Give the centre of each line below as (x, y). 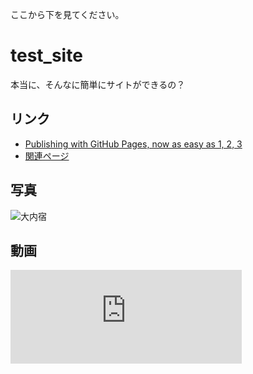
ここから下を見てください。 (67, 14)
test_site (46, 55)
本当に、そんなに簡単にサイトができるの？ (98, 84)
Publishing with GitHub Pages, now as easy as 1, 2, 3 (133, 144)
